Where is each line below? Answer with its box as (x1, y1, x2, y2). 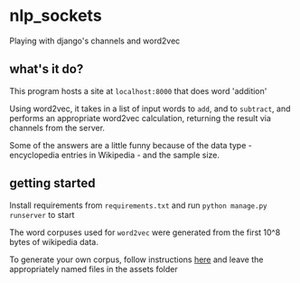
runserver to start (9, 209, 75, 220)
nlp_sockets (9, 5, 102, 26)
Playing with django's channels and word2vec (9, 35, 181, 46)
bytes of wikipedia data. (9, 236, 99, 247)
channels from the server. (9, 122, 106, 133)
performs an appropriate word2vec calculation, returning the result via (9, 112, 271, 123)
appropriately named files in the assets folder (9, 263, 178, 274)
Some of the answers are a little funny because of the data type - (9, 139, 253, 150)
